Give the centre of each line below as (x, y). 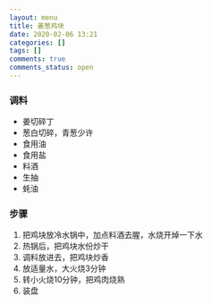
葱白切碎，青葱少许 (58, 133)
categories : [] (38, 42)
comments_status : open (51, 68)
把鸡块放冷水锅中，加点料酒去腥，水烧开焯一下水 (112, 235)
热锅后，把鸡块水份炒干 (65, 246)
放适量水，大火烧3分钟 (64, 268)
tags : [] (25, 51)
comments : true (38, 59)
